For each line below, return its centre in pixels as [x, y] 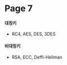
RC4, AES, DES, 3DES [33, 34]
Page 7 [19, 9]
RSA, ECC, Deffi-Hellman [37, 57]
